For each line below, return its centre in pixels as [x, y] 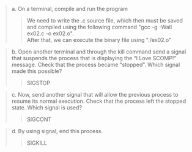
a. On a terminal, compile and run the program [70, 9]
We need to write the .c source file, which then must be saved [105, 20]
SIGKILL [37, 143]
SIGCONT [39, 119]
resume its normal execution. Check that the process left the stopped [99, 101]
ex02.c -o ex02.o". [50, 33]
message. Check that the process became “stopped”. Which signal [96, 64]
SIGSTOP [38, 83]
